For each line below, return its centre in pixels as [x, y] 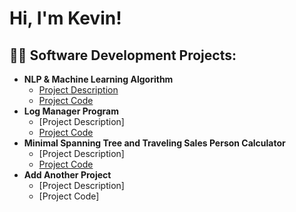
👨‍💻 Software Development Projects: [123, 55]
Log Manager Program [71, 111]
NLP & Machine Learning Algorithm [98, 79]
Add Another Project [67, 175]
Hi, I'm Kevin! [65, 18]
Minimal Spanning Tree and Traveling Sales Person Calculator [154, 143]
